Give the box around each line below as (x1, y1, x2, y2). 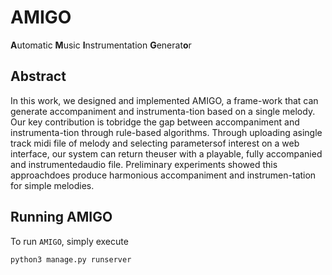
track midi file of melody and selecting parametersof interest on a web (10, 137, 300, 149)
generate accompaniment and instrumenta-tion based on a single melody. (10, 105, 316, 117)
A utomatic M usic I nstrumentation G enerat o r (10, 39, 192, 51)
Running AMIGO (10, 209, 113, 226)
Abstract (10, 68, 67, 85)
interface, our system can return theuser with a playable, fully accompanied (10, 147, 323, 160)
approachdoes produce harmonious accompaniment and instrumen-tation (10, 169, 317, 181)
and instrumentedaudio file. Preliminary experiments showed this (10, 158, 278, 170)
